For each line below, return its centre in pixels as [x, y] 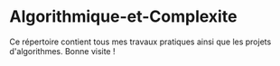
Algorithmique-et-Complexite [123, 17]
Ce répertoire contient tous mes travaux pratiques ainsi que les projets [140, 42]
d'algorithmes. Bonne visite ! [62, 51]
